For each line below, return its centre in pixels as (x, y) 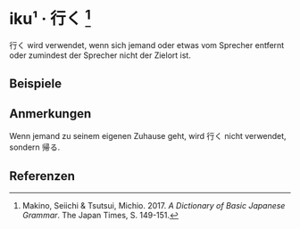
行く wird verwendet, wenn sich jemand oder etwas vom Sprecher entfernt (147, 45)
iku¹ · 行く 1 (50, 17)
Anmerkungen (50, 114)
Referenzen (42, 176)
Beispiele (36, 83)
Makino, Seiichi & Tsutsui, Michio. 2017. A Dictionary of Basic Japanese (154, 206)
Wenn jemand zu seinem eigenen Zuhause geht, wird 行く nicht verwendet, (148, 136)
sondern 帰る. (35, 147)
